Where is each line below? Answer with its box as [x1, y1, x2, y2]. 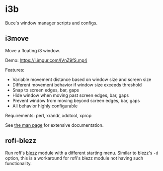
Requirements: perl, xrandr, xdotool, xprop [5, 112, 92, 118]
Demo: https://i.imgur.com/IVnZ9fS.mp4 [5, 57, 87, 63]
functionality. [5, 160, 32, 166]
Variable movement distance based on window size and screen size [12, 76, 152, 83]
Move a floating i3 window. [5, 47, 61, 53]
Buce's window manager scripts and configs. [5, 20, 98, 26]
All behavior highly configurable [12, 103, 78, 109]
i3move [5, 34, 29, 43]
